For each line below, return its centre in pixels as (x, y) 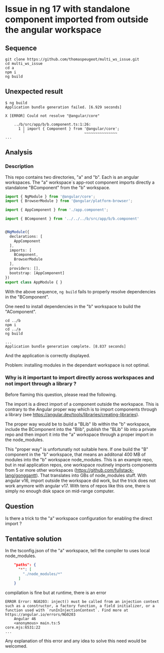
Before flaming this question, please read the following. (61, 395)
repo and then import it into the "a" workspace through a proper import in (79, 434)
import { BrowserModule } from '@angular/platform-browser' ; (69, 201)
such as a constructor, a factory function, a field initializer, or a (80, 606)
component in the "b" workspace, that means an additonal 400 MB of (75, 454)
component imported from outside (77, 19)
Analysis (19, 153)
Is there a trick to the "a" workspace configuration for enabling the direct (79, 518)
